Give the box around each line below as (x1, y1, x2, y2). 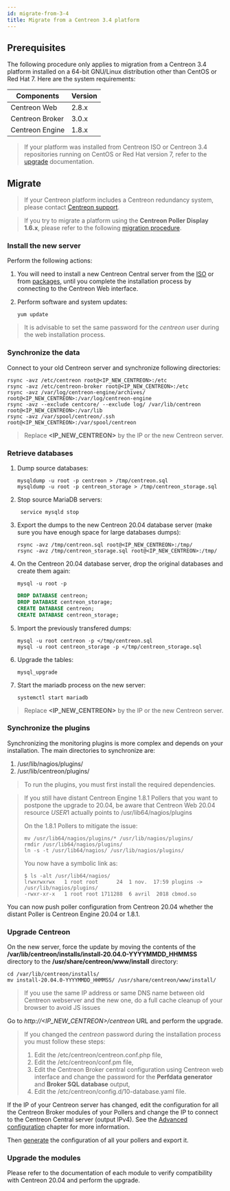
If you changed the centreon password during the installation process (23, 1031, 221, 1039)
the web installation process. (23, 331, 106, 339)
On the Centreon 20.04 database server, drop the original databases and (16, 559, 223, 568)
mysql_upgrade (16, 669, 58, 676)
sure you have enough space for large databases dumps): (16, 528, 181, 537)
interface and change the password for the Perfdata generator (34, 1073, 213, 1081)
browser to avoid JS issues (23, 1004, 101, 1012)
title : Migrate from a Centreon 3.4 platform (7, 17, 139, 23)
